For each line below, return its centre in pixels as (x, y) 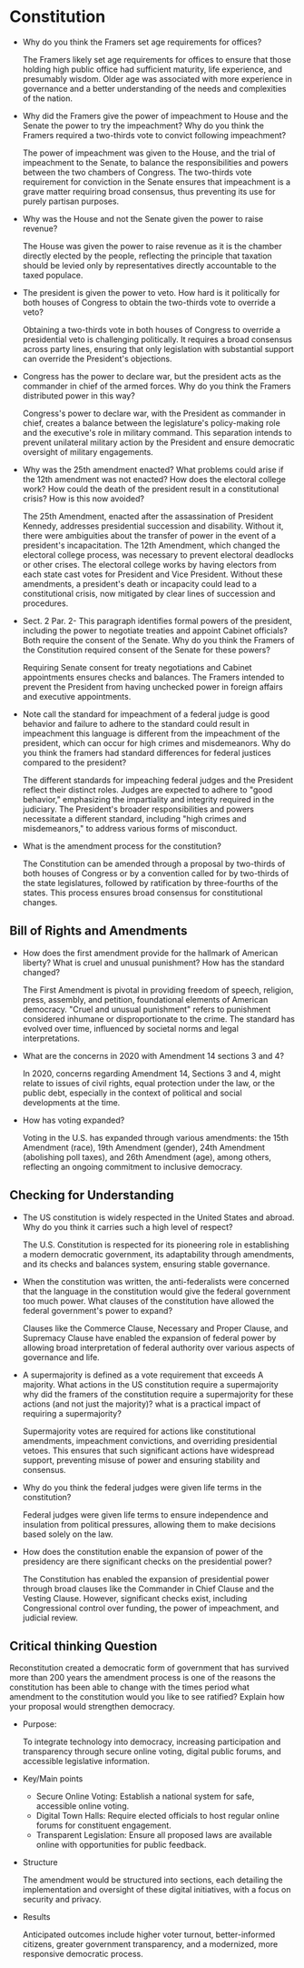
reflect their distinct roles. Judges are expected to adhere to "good (147, 790)
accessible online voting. (83, 1806)
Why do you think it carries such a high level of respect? (127, 1226)
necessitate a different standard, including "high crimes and (134, 818)
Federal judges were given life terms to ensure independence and (146, 1514)
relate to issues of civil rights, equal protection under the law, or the (148, 1083)
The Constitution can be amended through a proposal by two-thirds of (154, 863)
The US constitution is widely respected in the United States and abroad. (158, 1217)
